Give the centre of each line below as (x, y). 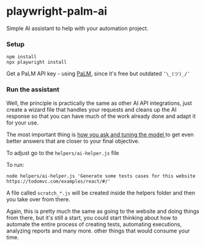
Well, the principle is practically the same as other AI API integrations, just (99, 103)
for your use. (22, 122)
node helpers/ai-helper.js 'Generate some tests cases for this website (101, 176)
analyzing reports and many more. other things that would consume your (98, 231)
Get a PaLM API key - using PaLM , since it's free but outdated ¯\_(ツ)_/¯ (98, 74)
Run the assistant (33, 90)
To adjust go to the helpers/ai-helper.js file (63, 153)
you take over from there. (38, 199)
